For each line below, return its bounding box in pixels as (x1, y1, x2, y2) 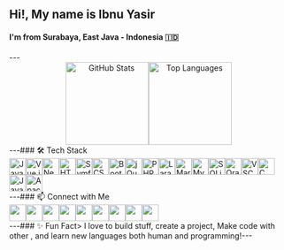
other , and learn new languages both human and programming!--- (9, 230, 253, 241)
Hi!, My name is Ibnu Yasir (9, 7, 156, 22)
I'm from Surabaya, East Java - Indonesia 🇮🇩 (9, 31, 180, 42)
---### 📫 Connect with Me (9, 191, 111, 201)
